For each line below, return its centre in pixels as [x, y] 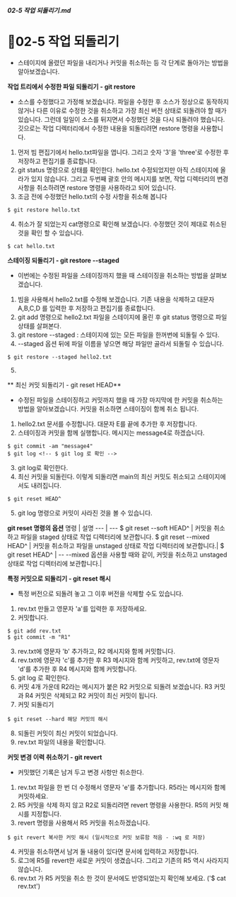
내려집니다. [46, 485]
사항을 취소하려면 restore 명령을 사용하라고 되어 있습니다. [97, 187]
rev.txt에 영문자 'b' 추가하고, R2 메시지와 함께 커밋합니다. [96, 651]
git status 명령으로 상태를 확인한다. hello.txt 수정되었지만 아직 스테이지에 [118, 169]
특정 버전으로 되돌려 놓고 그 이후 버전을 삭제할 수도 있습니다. [100, 594]
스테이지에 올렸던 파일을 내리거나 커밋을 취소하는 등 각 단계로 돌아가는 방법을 [123, 62]
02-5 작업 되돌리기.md [39, 10]
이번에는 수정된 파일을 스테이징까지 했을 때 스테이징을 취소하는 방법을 [113, 275]
